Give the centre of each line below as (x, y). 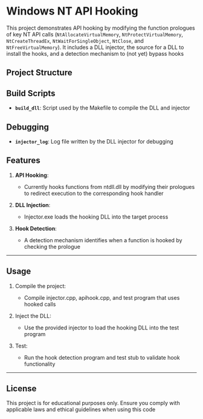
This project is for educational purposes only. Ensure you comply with (93, 403)
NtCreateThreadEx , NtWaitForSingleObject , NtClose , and (75, 41)
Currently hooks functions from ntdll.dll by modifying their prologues (109, 186)
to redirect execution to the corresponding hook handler (94, 193)
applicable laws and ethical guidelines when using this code (81, 409)
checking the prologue (52, 246)
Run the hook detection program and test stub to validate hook (102, 357)
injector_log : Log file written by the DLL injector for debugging (94, 141)
